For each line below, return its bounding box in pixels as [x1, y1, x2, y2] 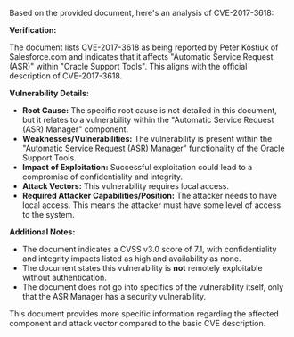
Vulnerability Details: [9, 88, 89, 98]
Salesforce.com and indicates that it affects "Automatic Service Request [9, 52, 274, 62]
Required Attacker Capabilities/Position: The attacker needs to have [21, 191, 278, 201]
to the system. [21, 210, 76, 219]
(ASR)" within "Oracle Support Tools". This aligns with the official [9, 62, 248, 71]
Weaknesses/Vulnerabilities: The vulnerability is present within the [21, 134, 273, 144]
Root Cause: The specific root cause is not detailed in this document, [21, 105, 278, 115]
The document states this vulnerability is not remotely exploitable [21, 263, 263, 273]
